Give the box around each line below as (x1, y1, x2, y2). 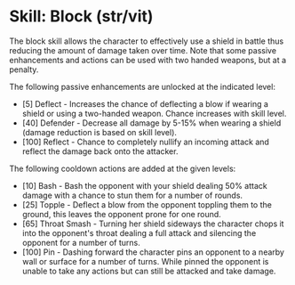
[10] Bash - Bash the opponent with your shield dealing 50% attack (21, 180, 268, 191)
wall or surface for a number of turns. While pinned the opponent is (21, 256, 269, 266)
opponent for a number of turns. (21, 237, 140, 248)
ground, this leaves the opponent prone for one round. (21, 208, 222, 219)
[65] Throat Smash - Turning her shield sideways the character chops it (21, 218, 284, 229)
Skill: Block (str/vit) (9, 6, 154, 27)
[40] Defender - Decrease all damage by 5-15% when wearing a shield (21, 118, 282, 128)
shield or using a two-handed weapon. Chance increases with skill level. (21, 108, 287, 118)
